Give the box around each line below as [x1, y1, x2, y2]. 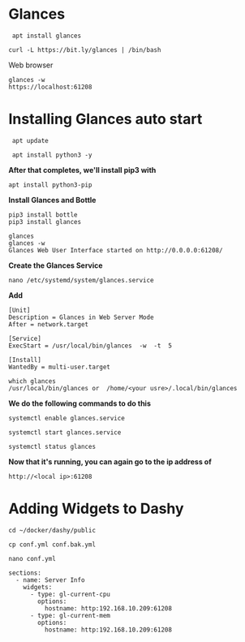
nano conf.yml [8, 554, 57, 562]
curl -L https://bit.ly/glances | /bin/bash [8, 45, 161, 54]
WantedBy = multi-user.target [8, 363, 111, 371]
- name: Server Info [15, 575, 85, 584]
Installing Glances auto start [8, 110, 203, 128]
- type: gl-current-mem [29, 611, 111, 619]
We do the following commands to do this [8, 399, 152, 408]
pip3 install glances [8, 218, 82, 226]
